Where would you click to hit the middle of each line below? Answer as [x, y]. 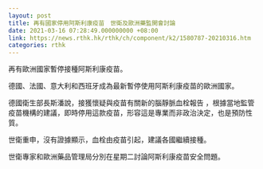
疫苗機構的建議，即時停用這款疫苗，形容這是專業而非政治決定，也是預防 [127, 113]
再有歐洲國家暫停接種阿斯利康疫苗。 [68, 69]
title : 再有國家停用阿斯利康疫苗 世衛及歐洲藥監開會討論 [92, 23]
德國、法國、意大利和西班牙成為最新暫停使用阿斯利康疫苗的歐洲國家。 [124, 86]
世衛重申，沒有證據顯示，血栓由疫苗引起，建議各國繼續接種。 [110, 140]
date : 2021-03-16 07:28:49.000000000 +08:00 [83, 30]
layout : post [30, 16]
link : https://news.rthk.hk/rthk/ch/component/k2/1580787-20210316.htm [130, 38]
